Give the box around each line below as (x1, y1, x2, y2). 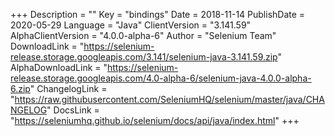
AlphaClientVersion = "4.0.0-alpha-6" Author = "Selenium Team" (10, 30, 277, 41)
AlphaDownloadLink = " (10, 62, 108, 73)
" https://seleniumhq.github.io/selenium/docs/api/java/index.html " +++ (10, 115, 300, 126)
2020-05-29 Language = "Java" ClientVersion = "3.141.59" (10, 19, 252, 31)
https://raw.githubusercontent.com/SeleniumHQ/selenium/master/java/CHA (14, 94, 325, 105)
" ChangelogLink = (29, 83, 108, 94)
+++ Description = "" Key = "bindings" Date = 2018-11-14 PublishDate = (10, 9, 306, 20)
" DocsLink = (46, 104, 100, 116)
